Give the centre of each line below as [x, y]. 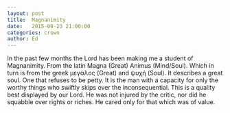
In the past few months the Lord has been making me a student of [100, 58]
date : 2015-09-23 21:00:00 [49, 26]
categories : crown [33, 33]
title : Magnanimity [37, 20]
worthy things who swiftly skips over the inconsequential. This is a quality [111, 88]
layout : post [26, 13]
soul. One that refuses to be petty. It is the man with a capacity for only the [113, 80]
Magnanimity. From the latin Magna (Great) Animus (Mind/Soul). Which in [111, 66]
